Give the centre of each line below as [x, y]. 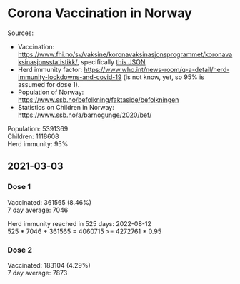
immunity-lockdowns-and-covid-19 [70, 77]
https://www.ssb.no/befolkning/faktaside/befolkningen [98, 100]
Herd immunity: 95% [38, 143]
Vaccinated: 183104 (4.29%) [49, 265]
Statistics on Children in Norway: [66, 107]
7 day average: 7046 [38, 210]
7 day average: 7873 [37, 273]
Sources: [21, 33]
